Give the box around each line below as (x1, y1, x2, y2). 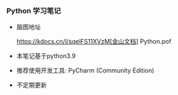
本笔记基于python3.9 (16, 52, 76, 60)
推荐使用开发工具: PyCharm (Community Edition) (16, 66, 155, 74)
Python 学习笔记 (6, 5, 61, 15)
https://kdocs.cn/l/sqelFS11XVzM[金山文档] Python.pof (16, 38, 172, 46)
